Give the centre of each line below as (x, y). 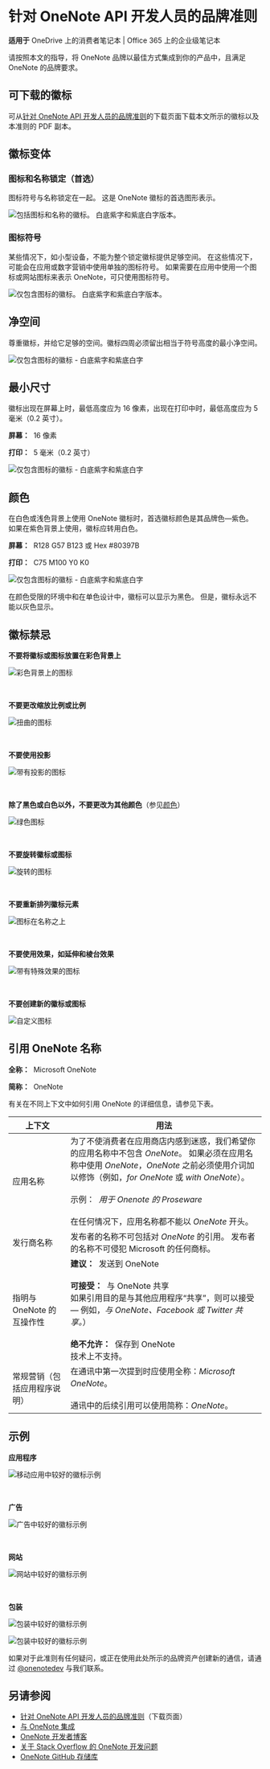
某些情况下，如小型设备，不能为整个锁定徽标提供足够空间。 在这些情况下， (133, 257)
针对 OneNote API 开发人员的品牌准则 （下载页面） (103, 1717)
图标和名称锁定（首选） (53, 179)
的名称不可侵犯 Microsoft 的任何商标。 (143, 1249)
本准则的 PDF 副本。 (42, 126)
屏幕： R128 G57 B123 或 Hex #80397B (74, 546)
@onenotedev (41, 1668)
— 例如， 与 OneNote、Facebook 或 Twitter (151, 1310)
